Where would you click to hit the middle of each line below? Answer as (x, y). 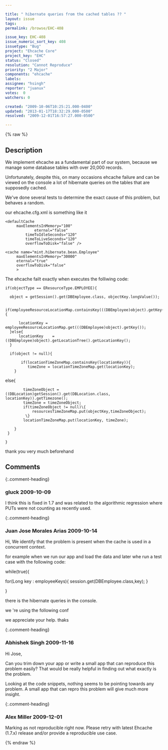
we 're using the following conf (37, 611)
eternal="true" (32, 261)
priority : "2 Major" (27, 70)
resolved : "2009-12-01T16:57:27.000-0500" (50, 116)
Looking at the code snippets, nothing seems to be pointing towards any (79, 684)
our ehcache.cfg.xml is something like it (46, 212)
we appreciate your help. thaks (37, 620)
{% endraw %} (20, 743)
